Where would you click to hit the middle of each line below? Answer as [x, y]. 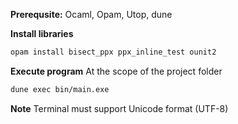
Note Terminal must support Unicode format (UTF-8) [119, 108]
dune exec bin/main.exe [60, 89]
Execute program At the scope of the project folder [116, 71]
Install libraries [42, 33]
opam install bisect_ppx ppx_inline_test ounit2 [113, 52]
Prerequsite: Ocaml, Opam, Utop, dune [91, 14]
